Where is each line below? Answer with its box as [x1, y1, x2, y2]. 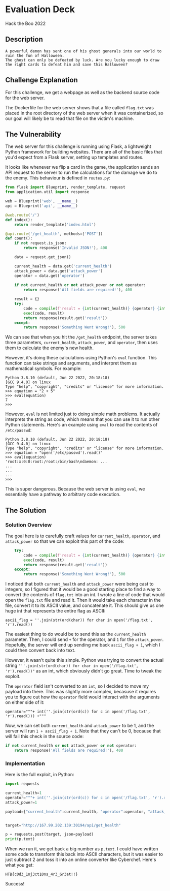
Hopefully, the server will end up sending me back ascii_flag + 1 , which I [5, 642, 160, 648]
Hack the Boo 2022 [5, 20, 46, 26]
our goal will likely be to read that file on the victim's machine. [5, 115, 134, 121]
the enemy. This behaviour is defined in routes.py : [5, 175, 110, 181]
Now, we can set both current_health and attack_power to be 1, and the [5, 723, 154, 729]
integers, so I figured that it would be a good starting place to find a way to [5, 586, 161, 593]
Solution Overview [5, 521, 52, 528]
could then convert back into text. [5, 647, 76, 654]
